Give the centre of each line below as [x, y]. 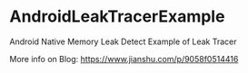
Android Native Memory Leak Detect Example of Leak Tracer [124, 41]
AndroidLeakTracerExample [117, 17]
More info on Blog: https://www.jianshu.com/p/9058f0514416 [124, 59]
